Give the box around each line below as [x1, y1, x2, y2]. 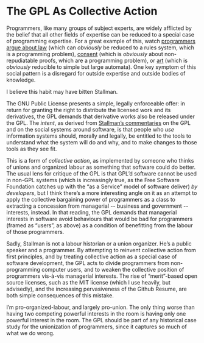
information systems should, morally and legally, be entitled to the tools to [6, 132, 192, 140]
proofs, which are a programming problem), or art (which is [39, 57, 188, 64]
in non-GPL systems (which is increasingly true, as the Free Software [6, 176, 180, 183]
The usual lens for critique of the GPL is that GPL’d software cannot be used [6, 169, 197, 177]
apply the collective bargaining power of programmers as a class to [6, 196, 175, 203]
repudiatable [6, 57, 38, 64]
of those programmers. [6, 228, 65, 235]
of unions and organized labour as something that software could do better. [6, 163, 196, 171]
